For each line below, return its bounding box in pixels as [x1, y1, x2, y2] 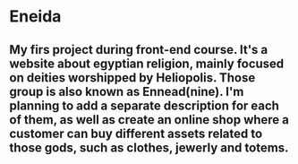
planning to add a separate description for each [9, 98, 280, 113]
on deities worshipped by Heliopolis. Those [9, 70, 256, 85]
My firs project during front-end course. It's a [9, 42, 268, 57]
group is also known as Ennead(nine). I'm [9, 83, 244, 99]
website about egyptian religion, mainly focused [9, 56, 285, 71]
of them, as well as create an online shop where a [9, 112, 289, 127]
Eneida [9, 6, 62, 27]
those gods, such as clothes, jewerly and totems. [9, 140, 289, 155]
